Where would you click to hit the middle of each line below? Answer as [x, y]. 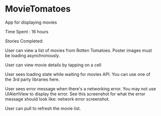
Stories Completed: [24, 41]
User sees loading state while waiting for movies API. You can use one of [78, 74]
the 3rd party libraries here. [32, 79]
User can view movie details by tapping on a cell [53, 65]
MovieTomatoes [38, 9]
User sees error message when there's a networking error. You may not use [80, 88]
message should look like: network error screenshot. [57, 99]
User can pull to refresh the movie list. [43, 108]
